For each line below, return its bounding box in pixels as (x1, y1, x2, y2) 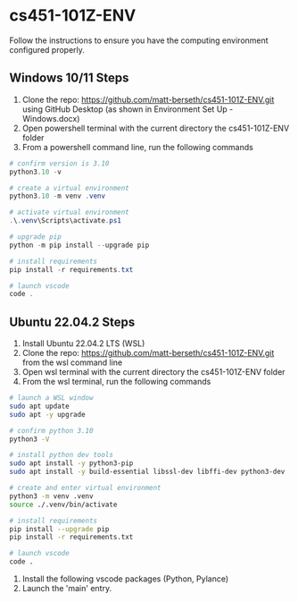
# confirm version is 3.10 (9, 158, 110, 168)
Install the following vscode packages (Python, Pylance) (21, 573, 229, 584)
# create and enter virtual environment (9, 484, 162, 493)
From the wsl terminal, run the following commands (21, 377, 211, 387)
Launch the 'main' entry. (21, 583, 112, 594)
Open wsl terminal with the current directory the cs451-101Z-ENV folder (21, 367, 286, 377)
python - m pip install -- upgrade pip (9, 241, 150, 250)
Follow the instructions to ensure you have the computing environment (9, 35, 269, 46)
